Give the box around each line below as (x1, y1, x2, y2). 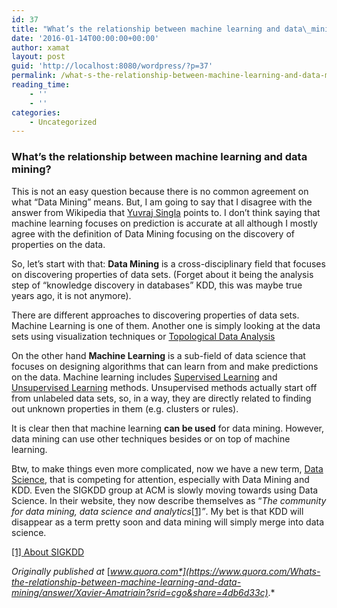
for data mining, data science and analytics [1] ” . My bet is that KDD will (11, 505, 304, 517)
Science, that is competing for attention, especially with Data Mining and (11, 473, 310, 485)
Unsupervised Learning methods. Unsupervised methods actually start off (11, 381, 318, 393)
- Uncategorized (29, 117, 98, 127)
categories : (11, 107, 61, 118)
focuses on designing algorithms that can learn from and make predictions (11, 360, 319, 372)
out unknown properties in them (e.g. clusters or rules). (11, 402, 239, 415)
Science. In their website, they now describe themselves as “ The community (11, 494, 327, 506)
